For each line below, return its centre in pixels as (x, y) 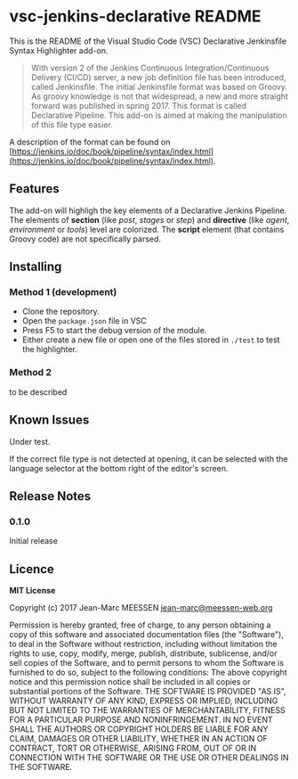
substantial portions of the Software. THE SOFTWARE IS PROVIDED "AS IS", (148, 692)
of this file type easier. (72, 124)
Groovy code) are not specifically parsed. (85, 239)
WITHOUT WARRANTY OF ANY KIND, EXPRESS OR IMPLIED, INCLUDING (144, 701)
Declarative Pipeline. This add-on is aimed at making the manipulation (159, 115)
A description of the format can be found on (90, 142)
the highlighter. (49, 349)
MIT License (32, 591)
